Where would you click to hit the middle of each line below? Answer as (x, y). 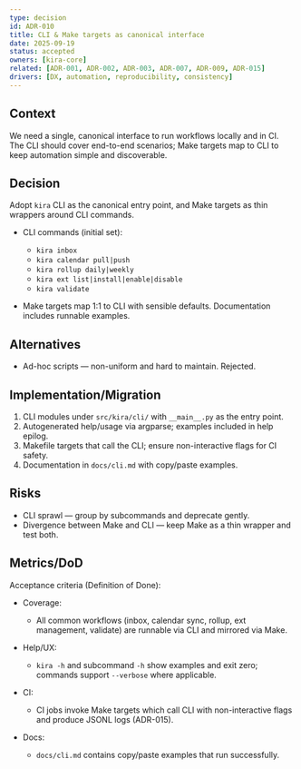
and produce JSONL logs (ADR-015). (105, 719)
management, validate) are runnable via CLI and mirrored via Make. (162, 630)
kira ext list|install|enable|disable (109, 280)
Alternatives (45, 345)
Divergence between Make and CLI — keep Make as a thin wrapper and (157, 525)
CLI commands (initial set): (73, 232)
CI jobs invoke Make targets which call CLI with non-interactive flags (164, 710)
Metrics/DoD (46, 563)
